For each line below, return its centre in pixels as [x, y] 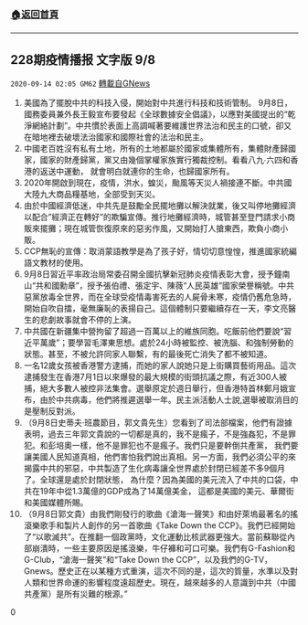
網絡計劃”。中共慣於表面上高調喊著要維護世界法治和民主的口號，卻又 [161, 126]
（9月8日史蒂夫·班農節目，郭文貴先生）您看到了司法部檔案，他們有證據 [158, 423]
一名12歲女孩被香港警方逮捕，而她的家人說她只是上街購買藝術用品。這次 [160, 365]
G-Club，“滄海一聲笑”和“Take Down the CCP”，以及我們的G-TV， [148, 560]
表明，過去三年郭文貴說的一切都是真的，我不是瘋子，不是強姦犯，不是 [156, 434]
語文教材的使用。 [56, 263]
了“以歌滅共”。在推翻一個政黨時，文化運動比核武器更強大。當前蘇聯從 [155, 537]
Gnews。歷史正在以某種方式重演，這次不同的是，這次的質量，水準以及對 [161, 571]
